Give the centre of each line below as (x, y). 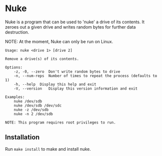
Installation (22, 137)
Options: (14, 67)
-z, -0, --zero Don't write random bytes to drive (67, 71)
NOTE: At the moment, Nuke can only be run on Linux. (59, 41)
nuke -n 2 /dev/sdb (33, 114)
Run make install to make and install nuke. (48, 149)
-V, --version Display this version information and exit (76, 88)
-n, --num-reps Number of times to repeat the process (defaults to (86, 76)
